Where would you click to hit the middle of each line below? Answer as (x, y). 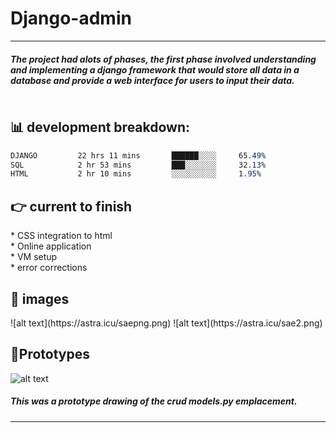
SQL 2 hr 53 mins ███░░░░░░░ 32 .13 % (138, 165)
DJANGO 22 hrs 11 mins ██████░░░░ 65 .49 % (138, 155)
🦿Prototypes (50, 354)
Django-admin (71, 18)
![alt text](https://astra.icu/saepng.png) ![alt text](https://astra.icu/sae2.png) (166, 323)
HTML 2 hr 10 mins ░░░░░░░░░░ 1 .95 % (136, 174)
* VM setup (34, 257)
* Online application (51, 246)
